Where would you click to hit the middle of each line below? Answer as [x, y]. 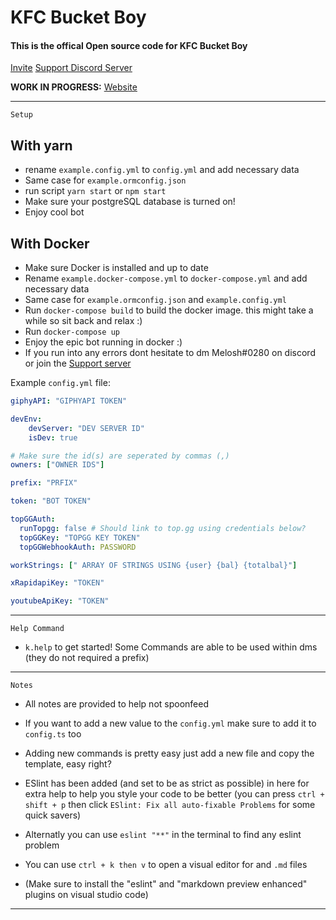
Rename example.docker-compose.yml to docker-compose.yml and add [166, 278]
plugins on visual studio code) [86, 895]
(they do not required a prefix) [87, 658]
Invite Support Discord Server [71, 68]
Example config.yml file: [60, 383]
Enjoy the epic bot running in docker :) [103, 342]
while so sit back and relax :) [83, 321]
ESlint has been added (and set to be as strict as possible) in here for [167, 783]
